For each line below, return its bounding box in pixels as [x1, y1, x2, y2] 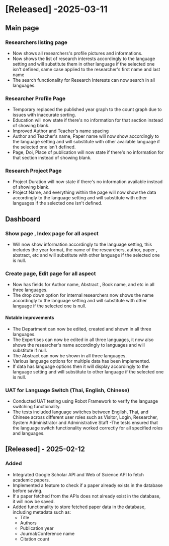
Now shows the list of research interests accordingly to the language [12, 56, 155, 62]
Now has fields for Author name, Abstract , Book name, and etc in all [12, 282, 155, 288]
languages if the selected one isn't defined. [12, 200, 103, 206]
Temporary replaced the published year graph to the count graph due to [12, 106, 162, 113]
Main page [5, 24, 39, 32]
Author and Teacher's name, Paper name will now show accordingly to [12, 133, 159, 139]
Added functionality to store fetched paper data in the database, [12, 504, 146, 510]
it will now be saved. [12, 498, 55, 504]
